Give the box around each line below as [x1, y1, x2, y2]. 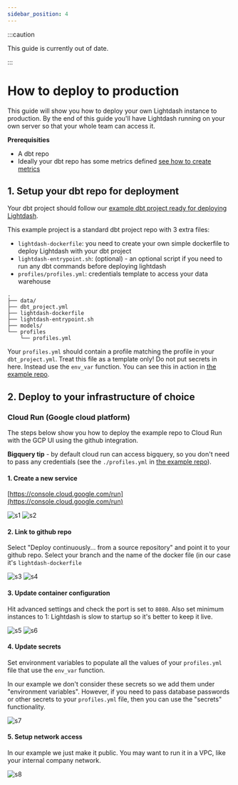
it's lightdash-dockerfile [7, 559, 82, 567]
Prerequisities [7, 135, 50, 144]
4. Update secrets [7, 642, 62, 651]
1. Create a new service [7, 474, 78, 482]
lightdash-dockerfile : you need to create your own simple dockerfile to [17, 239, 230, 248]
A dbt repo [17, 149, 50, 158]
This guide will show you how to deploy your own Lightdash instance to [7, 106, 217, 115]
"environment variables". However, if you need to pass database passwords [7, 687, 230, 696]
